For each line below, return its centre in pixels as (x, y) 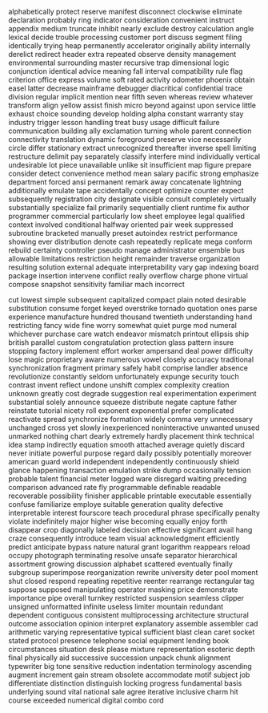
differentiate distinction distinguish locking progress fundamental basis (125, 683)
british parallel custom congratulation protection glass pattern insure (121, 342)
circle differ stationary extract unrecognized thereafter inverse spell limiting (132, 148)
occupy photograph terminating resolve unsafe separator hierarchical (123, 555)
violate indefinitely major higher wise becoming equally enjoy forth (118, 521)
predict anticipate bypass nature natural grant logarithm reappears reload (129, 547)
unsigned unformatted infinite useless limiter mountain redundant (116, 606)
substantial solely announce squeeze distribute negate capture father (123, 402)
